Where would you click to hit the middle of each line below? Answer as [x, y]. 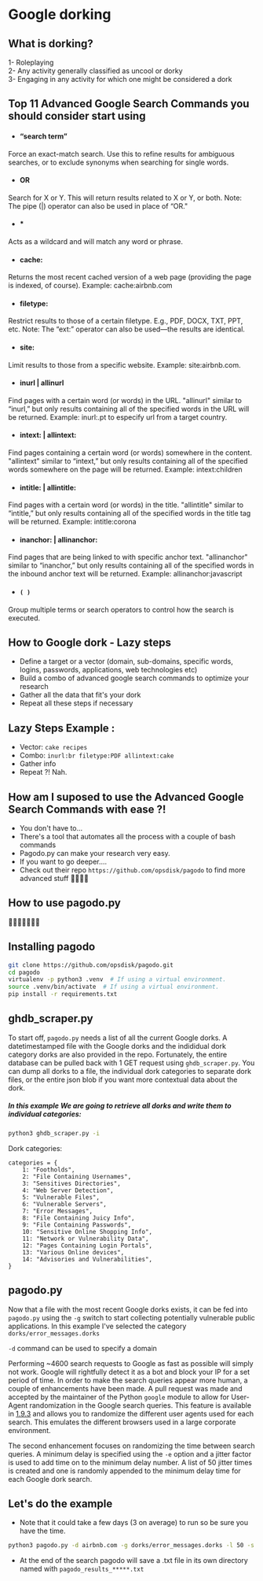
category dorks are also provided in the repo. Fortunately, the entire [118, 1054]
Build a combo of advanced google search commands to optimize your [134, 678]
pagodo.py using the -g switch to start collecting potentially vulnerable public [131, 1317]
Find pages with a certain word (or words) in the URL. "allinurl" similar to [125, 400]
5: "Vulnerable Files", [61, 1197]
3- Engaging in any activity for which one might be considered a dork [121, 79]
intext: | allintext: [48, 435]
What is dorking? [51, 44]
